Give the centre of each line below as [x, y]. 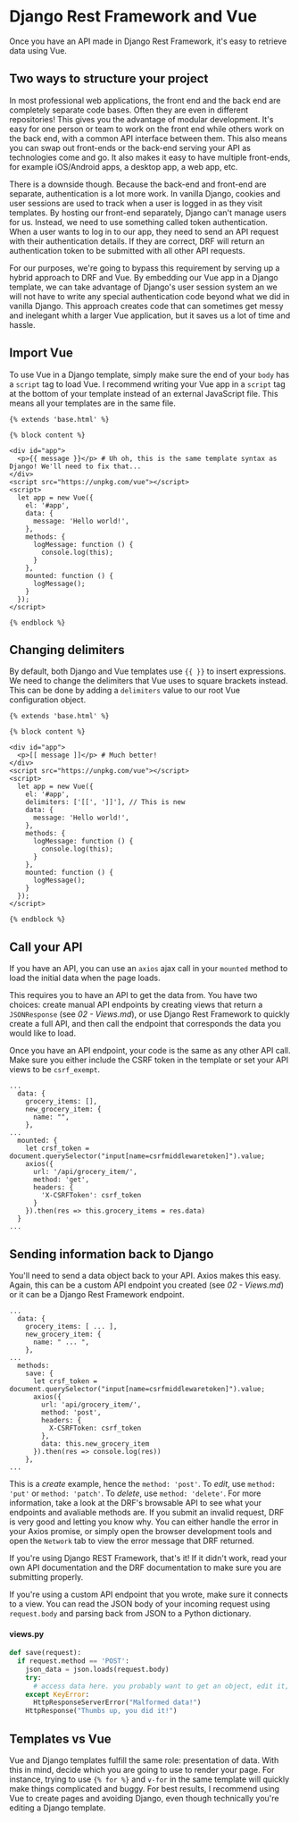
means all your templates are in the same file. [93, 403]
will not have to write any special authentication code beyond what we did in [149, 296]
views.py [27, 1633]
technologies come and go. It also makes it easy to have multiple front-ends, [150, 157]
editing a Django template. [58, 1808]
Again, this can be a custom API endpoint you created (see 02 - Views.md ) [146, 1285]
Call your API [46, 947]
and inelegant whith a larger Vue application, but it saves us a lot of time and [150, 315]
